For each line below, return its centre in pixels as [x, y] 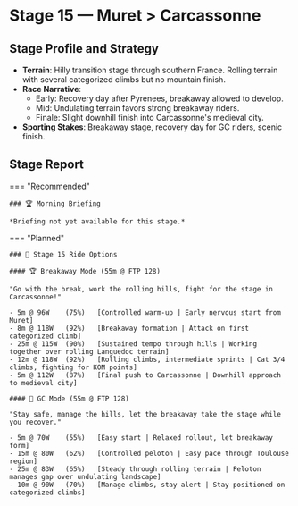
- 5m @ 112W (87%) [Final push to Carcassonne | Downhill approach [145, 375]
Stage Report [47, 165]
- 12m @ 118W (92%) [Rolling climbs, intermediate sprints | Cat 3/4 [147, 359]
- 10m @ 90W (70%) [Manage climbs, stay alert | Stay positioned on [147, 485]
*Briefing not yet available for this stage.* [97, 221]
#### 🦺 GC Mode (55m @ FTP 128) [69, 399]
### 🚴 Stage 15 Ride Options [63, 254]
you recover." [36, 422]
